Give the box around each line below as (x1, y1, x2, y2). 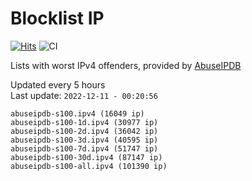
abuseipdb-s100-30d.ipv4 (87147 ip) (10, 152, 163, 162)
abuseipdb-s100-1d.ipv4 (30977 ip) (10, 117, 159, 127)
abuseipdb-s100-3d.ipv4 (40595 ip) (10, 135, 159, 145)
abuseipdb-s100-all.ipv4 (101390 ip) (10, 161, 168, 171)
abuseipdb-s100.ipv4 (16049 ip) (10, 108, 145, 119)
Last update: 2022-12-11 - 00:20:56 (10, 89, 158, 101)
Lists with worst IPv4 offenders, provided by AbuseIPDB (10, 59, 242, 71)
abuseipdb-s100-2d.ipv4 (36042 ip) (10, 126, 159, 136)
